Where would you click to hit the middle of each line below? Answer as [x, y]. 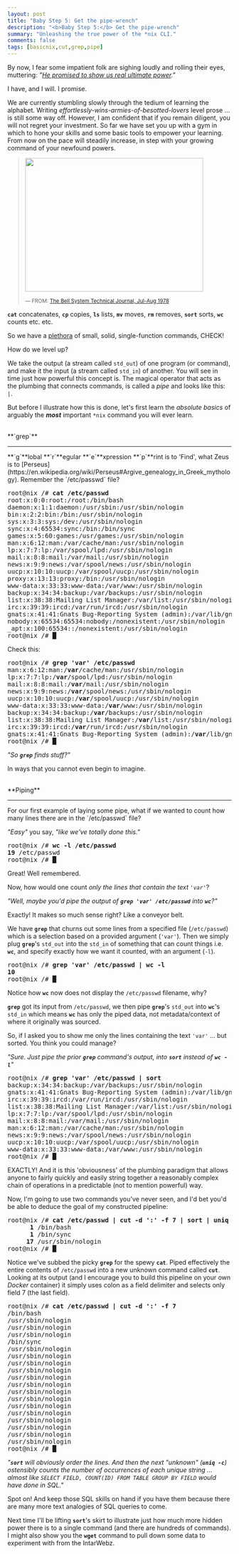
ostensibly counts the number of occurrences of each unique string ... [110, 1470]
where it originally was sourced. [54, 1022]
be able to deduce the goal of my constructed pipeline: [88, 1206]
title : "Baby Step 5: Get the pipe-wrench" [73, 21]
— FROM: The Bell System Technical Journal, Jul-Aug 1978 [97, 301]
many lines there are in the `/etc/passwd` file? [74, 818]
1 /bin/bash [51, 1227]
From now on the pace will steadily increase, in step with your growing [111, 140]
